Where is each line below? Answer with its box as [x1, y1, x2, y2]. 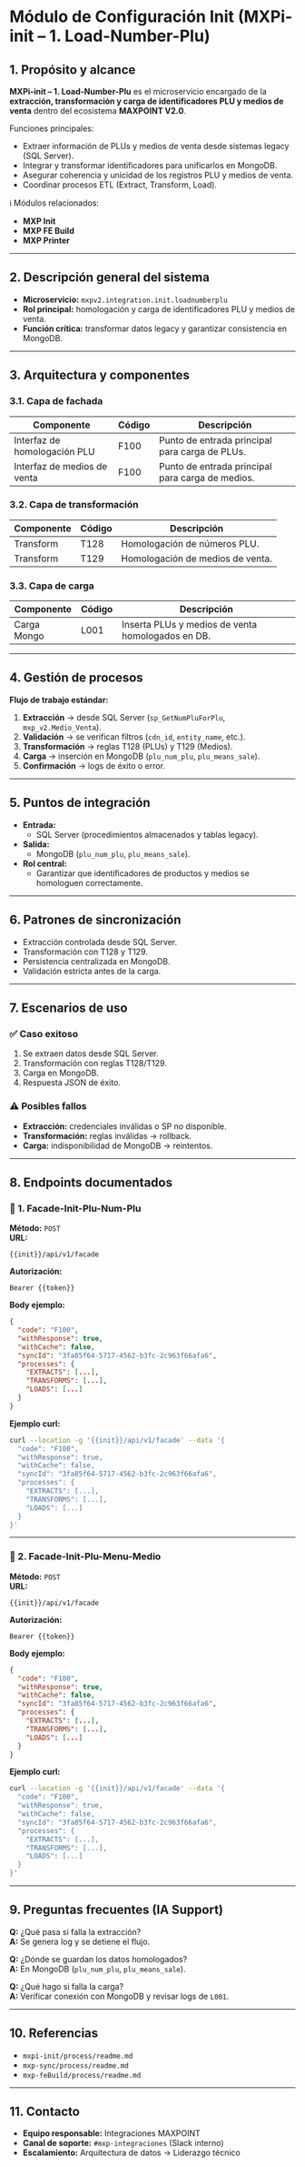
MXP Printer [22, 235, 70, 246]
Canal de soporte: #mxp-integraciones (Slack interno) [22, 2138, 224, 2149]
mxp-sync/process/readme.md [22, 2061, 129, 2071]
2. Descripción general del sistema [9, 270, 211, 286]
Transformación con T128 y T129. [22, 946, 148, 957]
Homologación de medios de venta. [121, 552, 272, 565]
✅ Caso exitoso [9, 1027, 79, 1040]
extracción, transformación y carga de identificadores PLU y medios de [9, 96, 284, 106]
